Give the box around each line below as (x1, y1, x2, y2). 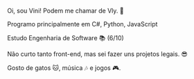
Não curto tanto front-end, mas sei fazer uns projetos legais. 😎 (7, 50, 188, 58)
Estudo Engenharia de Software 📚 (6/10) (7, 34, 125, 42)
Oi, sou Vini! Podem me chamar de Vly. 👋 (7, 7, 124, 15)
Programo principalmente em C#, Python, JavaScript (7, 20, 158, 28)
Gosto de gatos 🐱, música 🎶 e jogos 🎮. (7, 64, 121, 72)
